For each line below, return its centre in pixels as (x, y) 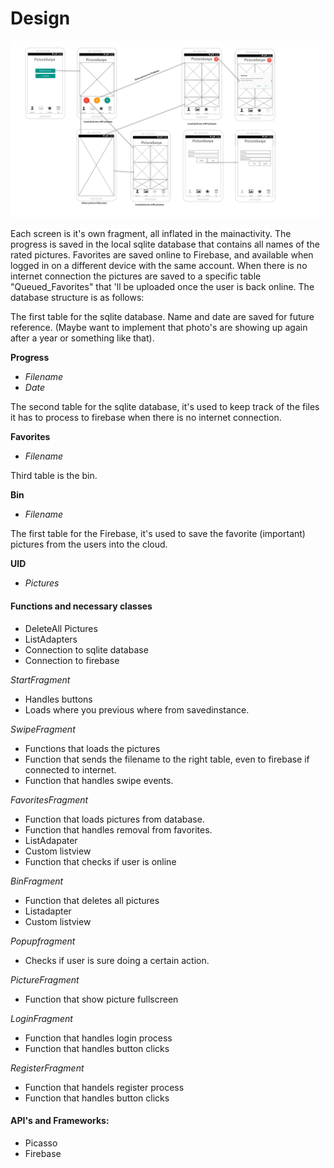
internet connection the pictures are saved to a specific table (136, 276)
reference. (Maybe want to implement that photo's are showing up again (159, 328)
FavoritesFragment (49, 799)
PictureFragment (45, 979)
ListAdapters (51, 639)
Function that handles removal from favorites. (118, 829)
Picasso (41, 1143)
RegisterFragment (47, 1068)
